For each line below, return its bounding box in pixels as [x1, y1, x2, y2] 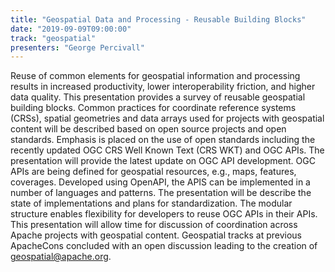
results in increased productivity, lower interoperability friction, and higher [10, 81, 316, 93]
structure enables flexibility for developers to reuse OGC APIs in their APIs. [10, 208, 318, 220]
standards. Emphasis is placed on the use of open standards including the [10, 134, 316, 146]
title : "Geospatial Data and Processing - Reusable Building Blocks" [10, 14, 307, 25]
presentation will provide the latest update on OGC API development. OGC [10, 155, 316, 167]
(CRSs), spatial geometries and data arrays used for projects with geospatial [10, 112, 325, 125]
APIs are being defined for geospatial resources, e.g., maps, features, [10, 166, 297, 178]
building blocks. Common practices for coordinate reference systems [10, 102, 297, 114]
